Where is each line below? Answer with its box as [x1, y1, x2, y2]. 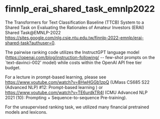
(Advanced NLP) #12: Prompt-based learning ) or [5, 84, 103, 90]
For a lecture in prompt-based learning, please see [5, 74, 107, 80]
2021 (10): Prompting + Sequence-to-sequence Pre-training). [5, 94, 128, 100]
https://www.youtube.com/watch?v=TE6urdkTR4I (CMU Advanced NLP [5, 89, 148, 95]
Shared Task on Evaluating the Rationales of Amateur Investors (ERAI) [5, 24, 144, 30]
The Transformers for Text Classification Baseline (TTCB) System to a [5, 19, 144, 25]
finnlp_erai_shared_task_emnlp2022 [5, 3, 155, 15]
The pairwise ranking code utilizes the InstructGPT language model [5, 49, 140, 55]
